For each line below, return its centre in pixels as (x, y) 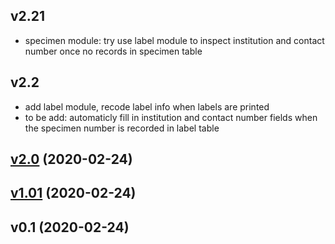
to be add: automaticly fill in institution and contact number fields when (171, 117)
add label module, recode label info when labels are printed (147, 106)
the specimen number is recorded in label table (122, 128)
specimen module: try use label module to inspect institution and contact (174, 40)
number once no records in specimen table (113, 51)
